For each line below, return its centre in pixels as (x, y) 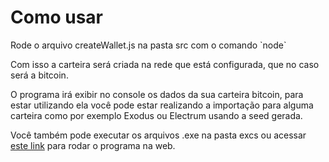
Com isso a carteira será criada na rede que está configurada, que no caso (165, 64)
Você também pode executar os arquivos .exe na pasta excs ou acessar (158, 135)
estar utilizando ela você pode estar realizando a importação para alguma (162, 105)
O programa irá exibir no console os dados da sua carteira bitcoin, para (157, 94)
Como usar (57, 17)
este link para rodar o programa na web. (93, 145)
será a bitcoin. (39, 75)
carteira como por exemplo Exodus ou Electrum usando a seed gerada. (156, 115)
